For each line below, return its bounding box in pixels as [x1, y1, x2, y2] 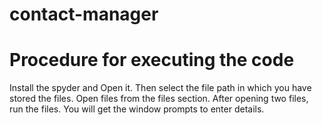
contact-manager [9, 3, 159, 26]
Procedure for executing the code [9, 49, 295, 72]
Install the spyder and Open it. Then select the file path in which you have [9, 82, 312, 94]
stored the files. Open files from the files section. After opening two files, [9, 93, 309, 105]
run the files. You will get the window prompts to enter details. [9, 103, 265, 115]
